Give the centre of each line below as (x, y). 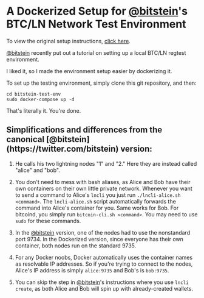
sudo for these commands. (48, 221)
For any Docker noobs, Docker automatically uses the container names (104, 257)
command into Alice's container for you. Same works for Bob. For (97, 208)
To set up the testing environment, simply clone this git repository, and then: (101, 83)
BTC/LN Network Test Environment (96, 24)
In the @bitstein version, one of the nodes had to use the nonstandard (102, 232)
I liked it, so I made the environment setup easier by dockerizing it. (89, 71)
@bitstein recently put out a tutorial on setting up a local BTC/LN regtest (96, 52)
